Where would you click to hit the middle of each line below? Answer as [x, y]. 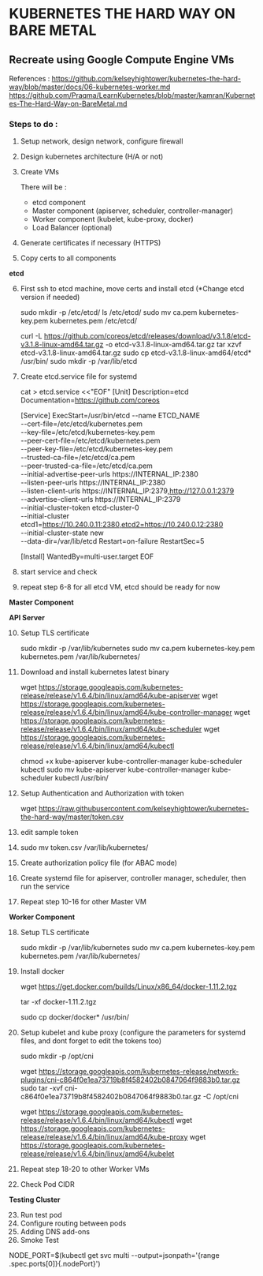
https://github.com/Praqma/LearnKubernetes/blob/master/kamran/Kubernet [132, 95]
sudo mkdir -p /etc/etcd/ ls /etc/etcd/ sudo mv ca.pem [109, 312]
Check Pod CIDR [47, 1184]
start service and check [59, 572]
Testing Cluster [35, 1199]
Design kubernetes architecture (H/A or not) [92, 157]
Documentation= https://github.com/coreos [90, 400]
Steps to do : [33, 124]
